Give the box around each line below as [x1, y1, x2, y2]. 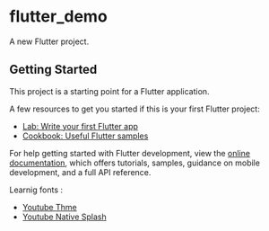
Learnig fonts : [9, 184, 63, 195]
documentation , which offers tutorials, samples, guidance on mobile [9, 157, 260, 168]
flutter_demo [9, 6, 108, 27]
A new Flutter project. [9, 36, 90, 47]
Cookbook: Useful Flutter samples [22, 130, 149, 141]
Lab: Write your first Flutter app [22, 120, 139, 131]
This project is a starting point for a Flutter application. [9, 85, 210, 96]
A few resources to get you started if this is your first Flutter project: [9, 103, 260, 114]
